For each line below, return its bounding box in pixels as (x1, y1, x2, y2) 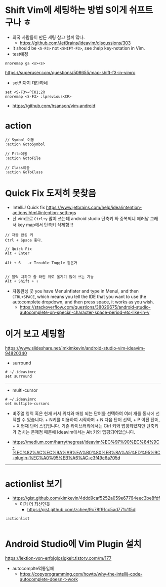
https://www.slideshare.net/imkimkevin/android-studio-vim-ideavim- (5, 345, 145, 351)
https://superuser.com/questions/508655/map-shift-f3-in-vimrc (5, 69, 136, 75)
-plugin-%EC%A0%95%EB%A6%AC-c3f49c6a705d (12, 455, 121, 461)
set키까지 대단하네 (12, 80, 48, 86)
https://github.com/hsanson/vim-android (12, 103, 95, 109)
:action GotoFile (5, 156, 41, 161)
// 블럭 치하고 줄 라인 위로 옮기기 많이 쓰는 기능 (5, 274, 94, 279)
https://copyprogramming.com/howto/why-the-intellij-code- (19, 571, 143, 577)
